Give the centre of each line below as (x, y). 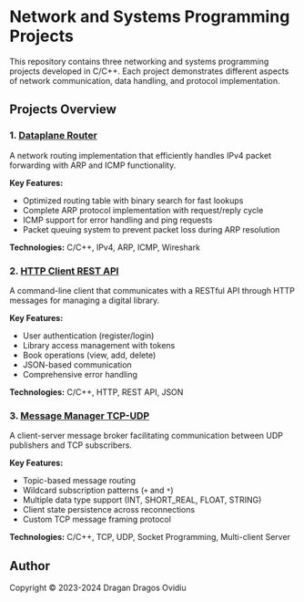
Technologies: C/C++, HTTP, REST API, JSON (96, 392)
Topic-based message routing (79, 481)
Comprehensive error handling (80, 374)
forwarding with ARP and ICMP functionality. (93, 165)
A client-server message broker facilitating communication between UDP (147, 436)
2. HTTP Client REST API (64, 271)
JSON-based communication (77, 364)
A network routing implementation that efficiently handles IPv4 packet (140, 155)
